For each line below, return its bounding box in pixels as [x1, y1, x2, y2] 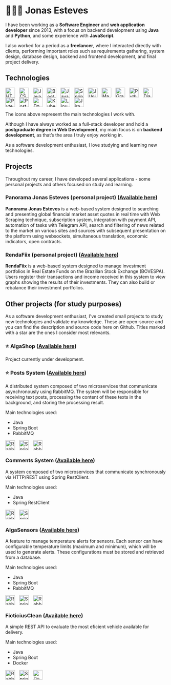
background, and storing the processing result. [5, 399, 104, 405]
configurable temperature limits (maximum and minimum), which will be [5, 543, 156, 550]
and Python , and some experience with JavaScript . [5, 32, 115, 38]
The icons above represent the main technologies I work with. [5, 111, 136, 117]
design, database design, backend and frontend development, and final [5, 53, 156, 60]
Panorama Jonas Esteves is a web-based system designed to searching [5, 205, 159, 212]
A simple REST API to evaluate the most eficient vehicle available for [5, 623, 149, 630]
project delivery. [5, 58, 40, 65]
